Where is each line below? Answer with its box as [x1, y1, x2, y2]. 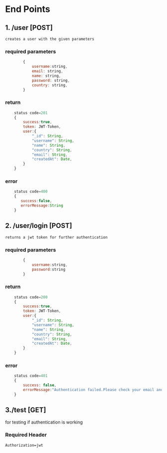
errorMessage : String [20, 203, 64, 208]
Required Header [5, 432, 47, 439]
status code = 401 [14, 373, 48, 379]
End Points [5, 3, 51, 15]
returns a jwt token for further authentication [5, 234, 108, 240]
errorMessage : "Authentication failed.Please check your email [23, 387, 155, 392]
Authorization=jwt [5, 443, 43, 448]
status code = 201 [14, 110, 48, 115]
